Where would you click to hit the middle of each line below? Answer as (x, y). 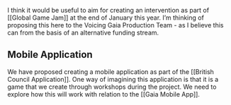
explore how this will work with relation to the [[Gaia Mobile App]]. (104, 94)
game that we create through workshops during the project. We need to (112, 87)
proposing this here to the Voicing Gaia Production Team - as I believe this (115, 25)
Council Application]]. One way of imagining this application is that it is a (113, 79)
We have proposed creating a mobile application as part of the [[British (111, 72)
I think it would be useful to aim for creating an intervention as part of (108, 10)
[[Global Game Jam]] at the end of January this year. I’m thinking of (106, 18)
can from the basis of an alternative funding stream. (83, 32)
